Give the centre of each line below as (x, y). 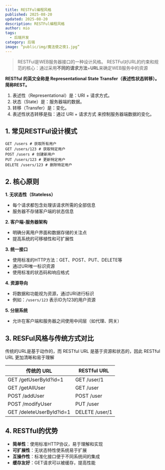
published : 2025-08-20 (29, 14)
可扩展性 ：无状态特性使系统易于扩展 (50, 450)
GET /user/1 (89, 380)
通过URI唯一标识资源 (33, 266)
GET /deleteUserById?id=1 (39, 412)
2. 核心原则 (22, 182)
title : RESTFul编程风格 (28, 10)
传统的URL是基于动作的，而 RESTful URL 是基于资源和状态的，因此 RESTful (83, 351)
